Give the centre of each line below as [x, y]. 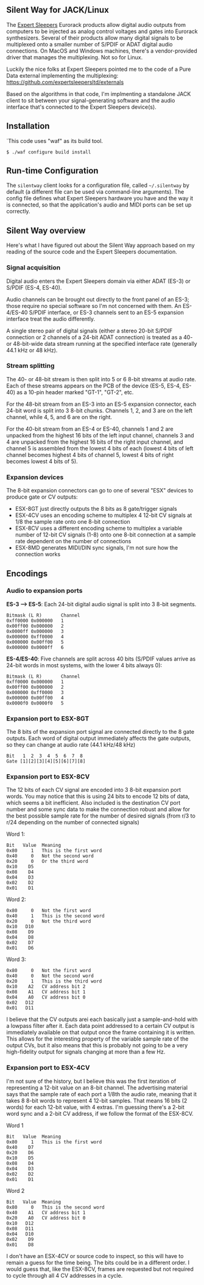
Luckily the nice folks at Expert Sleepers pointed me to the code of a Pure [99, 69]
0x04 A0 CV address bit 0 [46, 998]
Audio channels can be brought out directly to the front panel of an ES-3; [98, 299]
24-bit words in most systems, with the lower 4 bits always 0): [84, 665]
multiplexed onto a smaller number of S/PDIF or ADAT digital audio [90, 44]
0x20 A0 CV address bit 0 [46, 1218]
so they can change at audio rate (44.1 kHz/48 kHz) [71, 745]
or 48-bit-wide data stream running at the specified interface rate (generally [102, 343]
